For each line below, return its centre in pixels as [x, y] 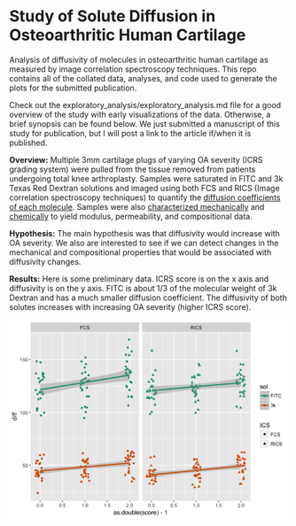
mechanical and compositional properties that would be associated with [140, 252]
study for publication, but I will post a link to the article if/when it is [130, 133]
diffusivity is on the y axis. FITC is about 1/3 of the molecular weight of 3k [143, 288]
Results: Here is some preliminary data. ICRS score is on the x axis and [139, 278]
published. [28, 143]
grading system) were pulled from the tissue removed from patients [132, 169]
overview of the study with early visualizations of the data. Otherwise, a [140, 114]
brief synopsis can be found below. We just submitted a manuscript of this [145, 124]
